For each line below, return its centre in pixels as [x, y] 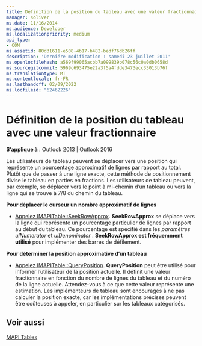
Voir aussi [25, 323]
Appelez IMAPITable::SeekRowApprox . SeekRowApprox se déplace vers [105, 216]
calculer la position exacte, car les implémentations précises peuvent [100, 297]
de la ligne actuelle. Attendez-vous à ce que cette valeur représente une [104, 284]
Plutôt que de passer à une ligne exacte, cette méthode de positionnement [99, 174]
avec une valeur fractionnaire [81, 133]
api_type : [19, 40]
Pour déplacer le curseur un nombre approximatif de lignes [81, 205]
